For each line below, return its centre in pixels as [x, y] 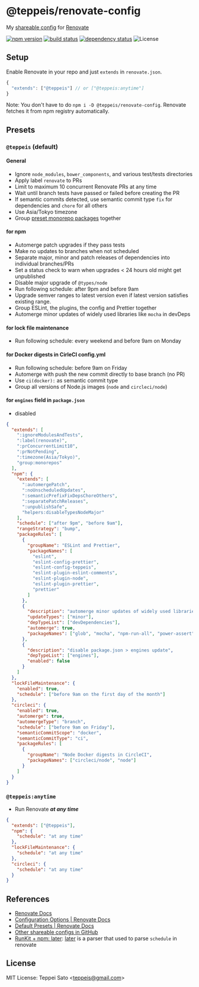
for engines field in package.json [45, 400]
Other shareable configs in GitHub [56, 932]
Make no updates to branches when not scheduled [77, 251]
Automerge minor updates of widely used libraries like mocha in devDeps [102, 314]
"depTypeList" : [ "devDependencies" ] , [74, 623]
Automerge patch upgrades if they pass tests [70, 245]
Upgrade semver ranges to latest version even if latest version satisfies [101, 295]
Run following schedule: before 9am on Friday [71, 368]
